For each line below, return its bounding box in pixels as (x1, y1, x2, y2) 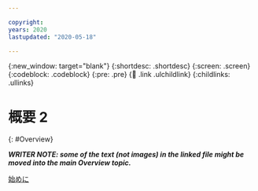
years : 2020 (8, 25, 47, 34)
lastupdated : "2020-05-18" (8, 33, 97, 41)
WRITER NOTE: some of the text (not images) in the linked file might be (8, 150, 245, 160)
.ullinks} (8, 78, 34, 87)
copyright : (8, 18, 44, 26)
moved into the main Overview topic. (8, 158, 131, 167)
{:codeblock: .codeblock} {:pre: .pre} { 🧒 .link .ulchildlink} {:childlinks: (8, 70, 230, 79)
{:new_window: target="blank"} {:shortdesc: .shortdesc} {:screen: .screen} (8, 61, 251, 71)
